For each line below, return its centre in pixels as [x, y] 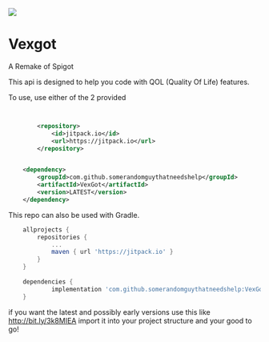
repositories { [62, 237]
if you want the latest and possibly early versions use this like [109, 312]
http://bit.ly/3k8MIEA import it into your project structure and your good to [130, 320]
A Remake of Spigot [41, 66]
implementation [76, 289]
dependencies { [48, 282]
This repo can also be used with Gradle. [74, 215]
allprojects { [46, 229]
